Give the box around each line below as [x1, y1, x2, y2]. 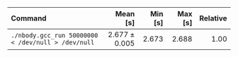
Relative [199, 13, 227, 23]
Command [11, 13, 47, 23]
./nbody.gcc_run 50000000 [11, 32, 98, 39]
